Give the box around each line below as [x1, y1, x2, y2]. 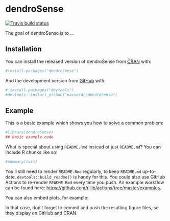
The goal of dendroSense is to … [5, 30, 74, 36]
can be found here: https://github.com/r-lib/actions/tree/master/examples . [5, 185, 162, 191]
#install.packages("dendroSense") [5, 68, 79, 73]
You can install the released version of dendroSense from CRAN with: [5, 58, 152, 64]
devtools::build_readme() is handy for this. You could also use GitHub [17, 173, 165, 180]
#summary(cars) [5, 159, 38, 164]
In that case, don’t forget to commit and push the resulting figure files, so [5, 204, 159, 210]
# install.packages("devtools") [5, 87, 74, 93]
